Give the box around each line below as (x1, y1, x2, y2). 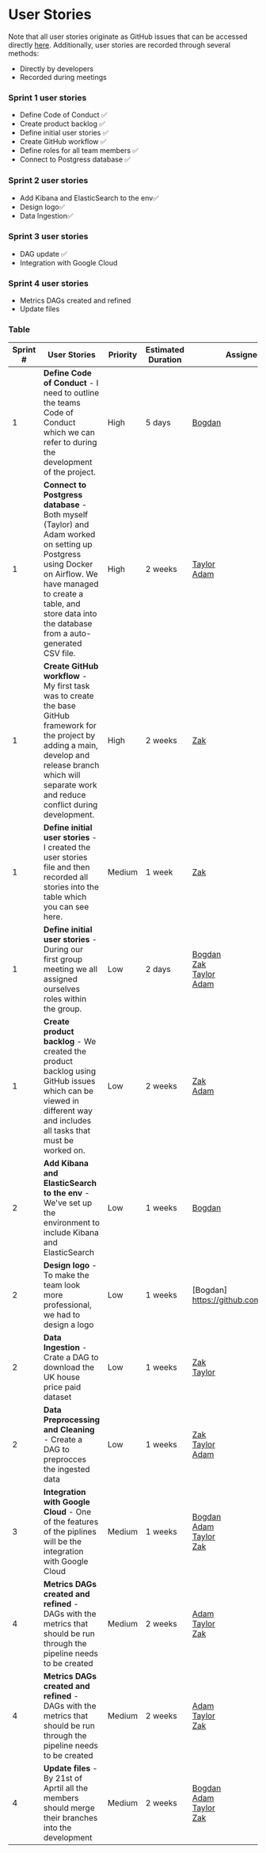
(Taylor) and (43, 519, 89, 530)
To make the (43, 1270, 89, 1281)
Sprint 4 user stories (8, 277, 89, 288)
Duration (148, 354, 182, 365)
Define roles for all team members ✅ (19, 146, 139, 155)
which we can (43, 427, 95, 438)
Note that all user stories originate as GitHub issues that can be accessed (8, 32, 248, 41)
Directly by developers (19, 63, 93, 73)
